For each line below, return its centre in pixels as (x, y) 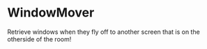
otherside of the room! (39, 39)
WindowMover (51, 13)
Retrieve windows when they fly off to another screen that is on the (103, 32)
